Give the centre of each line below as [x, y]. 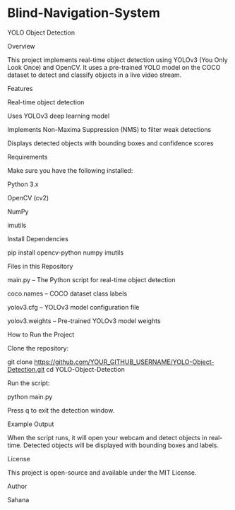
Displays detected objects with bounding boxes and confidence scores [110, 143]
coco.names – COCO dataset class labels [67, 293]
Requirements [28, 157]
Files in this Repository [40, 266]
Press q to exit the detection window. [61, 410]
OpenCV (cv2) [28, 198]
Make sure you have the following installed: [70, 170]
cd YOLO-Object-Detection [86, 369]
